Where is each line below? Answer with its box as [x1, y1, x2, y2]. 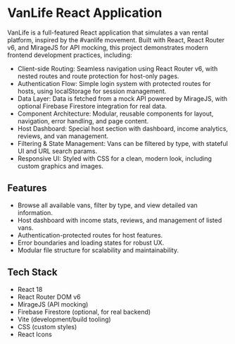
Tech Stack [7, 266, 58, 278]
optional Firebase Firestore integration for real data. [17, 102, 167, 110]
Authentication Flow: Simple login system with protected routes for [17, 79, 211, 87]
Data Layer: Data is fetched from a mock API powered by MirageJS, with [17, 94, 227, 103]
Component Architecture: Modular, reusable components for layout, [17, 109, 214, 118]
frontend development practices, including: [7, 51, 132, 59]
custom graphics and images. [17, 161, 104, 170]
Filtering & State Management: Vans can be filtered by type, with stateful [17, 139, 229, 147]
